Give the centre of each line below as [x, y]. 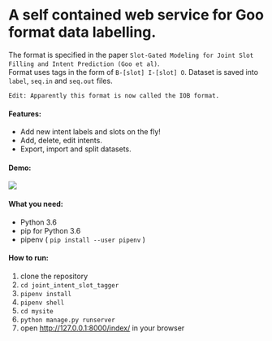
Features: [25, 114]
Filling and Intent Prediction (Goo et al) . [84, 63]
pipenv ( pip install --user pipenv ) [83, 239]
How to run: [28, 258]
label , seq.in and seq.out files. [60, 81]
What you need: [36, 203]
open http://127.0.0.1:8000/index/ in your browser [102, 328]
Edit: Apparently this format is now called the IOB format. [114, 95]
